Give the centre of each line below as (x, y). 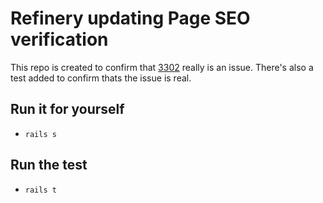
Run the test (49, 165)
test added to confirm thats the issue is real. (101, 78)
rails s (40, 134)
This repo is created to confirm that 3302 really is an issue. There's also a (162, 67)
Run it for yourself (67, 109)
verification (59, 39)
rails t (40, 190)
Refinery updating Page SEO (130, 18)
